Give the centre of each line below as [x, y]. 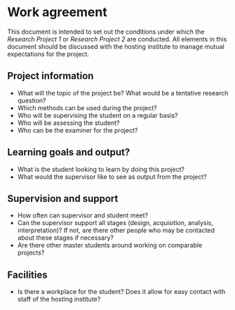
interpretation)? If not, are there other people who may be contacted [116, 230]
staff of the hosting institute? [59, 299]
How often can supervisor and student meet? [83, 215]
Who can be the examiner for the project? [78, 130]
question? [32, 100]
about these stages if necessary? [66, 238]
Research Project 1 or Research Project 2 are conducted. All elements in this [117, 39]
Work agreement [57, 12]
